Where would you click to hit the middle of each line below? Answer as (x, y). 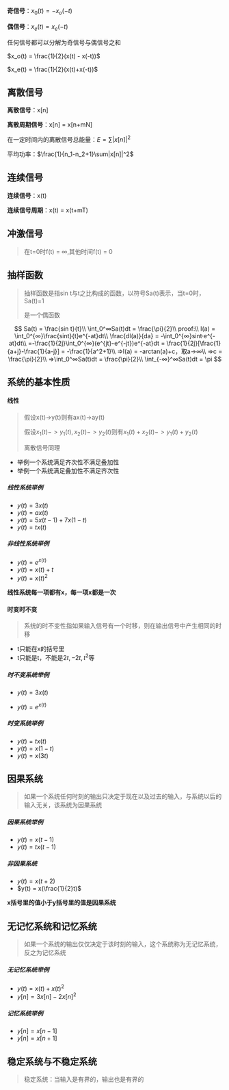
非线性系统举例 (28, 544)
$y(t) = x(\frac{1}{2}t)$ (49, 889)
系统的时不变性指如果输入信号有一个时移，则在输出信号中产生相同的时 (123, 626)
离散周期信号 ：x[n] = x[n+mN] (50, 125)
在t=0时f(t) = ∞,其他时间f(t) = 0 (68, 251)
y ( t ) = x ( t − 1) (36, 840)
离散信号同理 (42, 447)
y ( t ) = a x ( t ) (33, 512)
